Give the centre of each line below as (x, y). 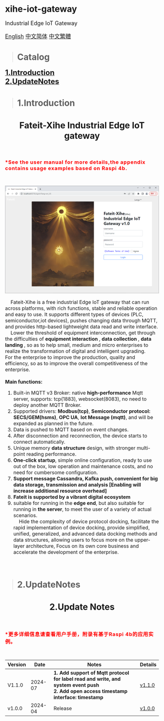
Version (17, 665)
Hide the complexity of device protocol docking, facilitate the (89, 522)
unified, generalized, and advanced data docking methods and (85, 534)
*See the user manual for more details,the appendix (75, 162)
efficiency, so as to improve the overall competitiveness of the (76, 363)
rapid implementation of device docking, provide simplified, (82, 527)
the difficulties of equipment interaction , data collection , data (78, 339)
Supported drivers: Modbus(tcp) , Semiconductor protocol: (82, 411)
